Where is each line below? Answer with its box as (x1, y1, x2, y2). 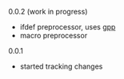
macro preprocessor (19, 31, 88, 40)
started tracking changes (19, 61, 103, 71)
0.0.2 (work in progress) (8, 7, 88, 16)
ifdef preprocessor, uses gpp (19, 22, 116, 31)
